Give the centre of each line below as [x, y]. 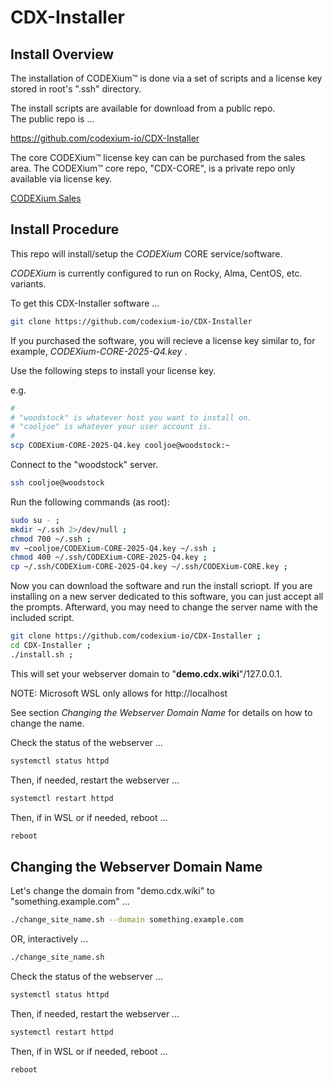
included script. [42, 618]
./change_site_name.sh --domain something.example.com [127, 920]
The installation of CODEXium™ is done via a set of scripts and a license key [166, 78]
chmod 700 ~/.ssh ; [51, 539]
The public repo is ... [52, 119]
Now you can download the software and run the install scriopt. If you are [161, 586]
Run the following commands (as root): [90, 502]
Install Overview [62, 54]
